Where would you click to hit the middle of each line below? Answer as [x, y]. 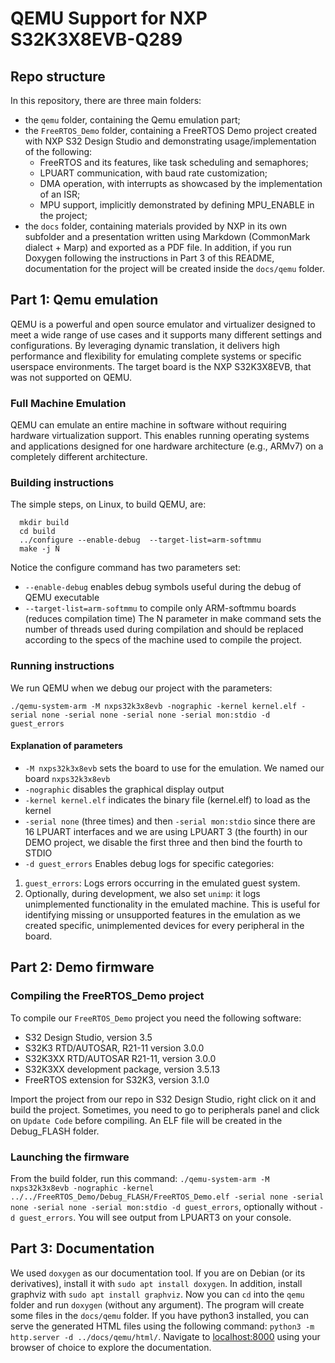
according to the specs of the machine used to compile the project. [163, 640]
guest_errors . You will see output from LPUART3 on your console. [155, 1217]
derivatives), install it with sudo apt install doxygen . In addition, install [156, 1283]
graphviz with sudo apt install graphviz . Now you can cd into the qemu [157, 1294]
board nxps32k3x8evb [67, 778]
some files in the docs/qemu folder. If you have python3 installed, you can [159, 1315]
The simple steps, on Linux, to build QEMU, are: [108, 504]
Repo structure [58, 76]
